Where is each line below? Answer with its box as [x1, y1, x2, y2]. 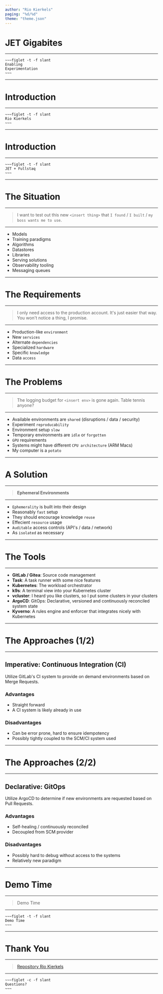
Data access [12, 355, 36, 361]
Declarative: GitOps [5, 782, 65, 791]
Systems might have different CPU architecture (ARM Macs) [12, 442, 133, 448]
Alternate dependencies [12, 339, 58, 345]
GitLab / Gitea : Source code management [12, 572, 96, 578]
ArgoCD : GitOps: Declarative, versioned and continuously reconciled [12, 598, 150, 604]
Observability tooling [12, 262, 54, 268]
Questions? [5, 982, 27, 987]
